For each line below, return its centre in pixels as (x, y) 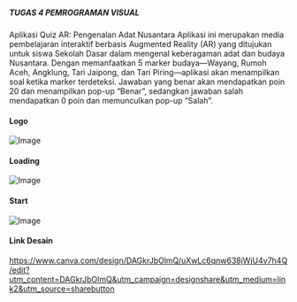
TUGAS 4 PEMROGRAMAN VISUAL (74, 12)
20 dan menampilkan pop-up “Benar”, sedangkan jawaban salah (126, 91)
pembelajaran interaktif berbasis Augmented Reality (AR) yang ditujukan (141, 43)
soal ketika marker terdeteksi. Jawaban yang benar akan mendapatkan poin (147, 81)
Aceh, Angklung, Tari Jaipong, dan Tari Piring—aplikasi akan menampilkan (145, 72)
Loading (24, 160)
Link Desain (31, 241)
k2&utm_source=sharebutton (62, 289)
